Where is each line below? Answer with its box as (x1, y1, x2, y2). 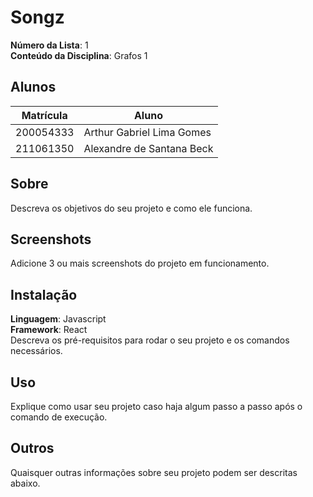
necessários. (10, 345, 63, 357)
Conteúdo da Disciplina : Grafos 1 (10, 49, 148, 61)
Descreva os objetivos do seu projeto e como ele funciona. (10, 202, 253, 214)
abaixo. (10, 477, 41, 489)
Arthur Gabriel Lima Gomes (83, 125, 212, 139)
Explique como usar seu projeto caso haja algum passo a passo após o (10, 401, 303, 412)
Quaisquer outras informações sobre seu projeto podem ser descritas (10, 466, 298, 478)
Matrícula (21, 108, 68, 122)
